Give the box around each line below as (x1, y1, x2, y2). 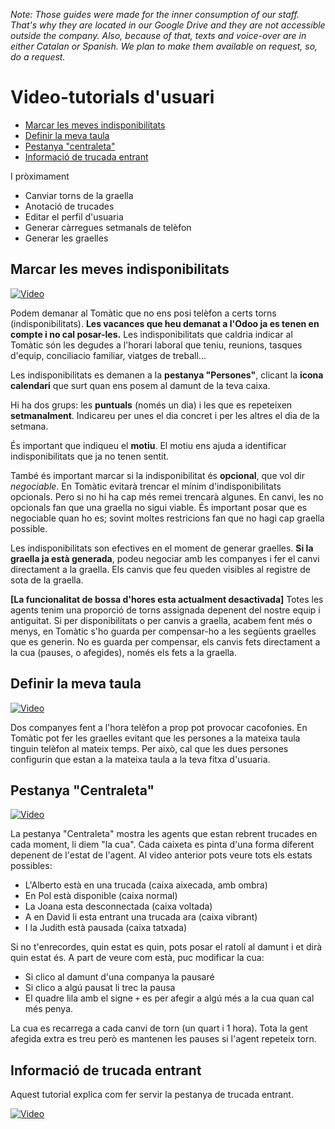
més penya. (24, 1003, 74, 1015)
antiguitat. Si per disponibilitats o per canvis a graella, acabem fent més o (10, 614, 313, 626)
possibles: (10, 860, 53, 872)
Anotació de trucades (24, 200, 115, 212)
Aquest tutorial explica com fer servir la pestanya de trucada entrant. (10, 1089, 294, 1101)
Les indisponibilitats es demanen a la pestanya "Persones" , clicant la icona (10, 369, 324, 381)
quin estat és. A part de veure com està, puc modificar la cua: (10, 952, 265, 964)
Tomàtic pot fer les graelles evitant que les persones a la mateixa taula (10, 732, 301, 744)
